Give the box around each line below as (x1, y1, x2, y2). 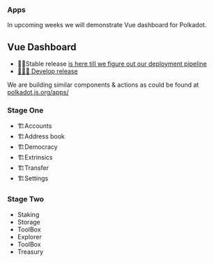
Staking (17, 210, 40, 218)
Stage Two (7, 194, 44, 204)
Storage (17, 218, 40, 226)
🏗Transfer (17, 164, 49, 172)
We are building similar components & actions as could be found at (7, 80, 199, 89)
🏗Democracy (17, 143, 58, 151)
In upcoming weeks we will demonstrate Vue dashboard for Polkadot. (7, 21, 207, 29)
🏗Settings (17, 174, 49, 183)
